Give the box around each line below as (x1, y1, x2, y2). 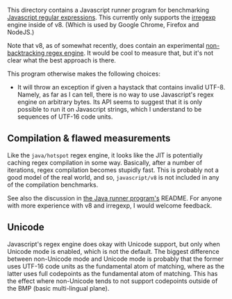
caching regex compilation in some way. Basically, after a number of (7, 158, 203, 166)
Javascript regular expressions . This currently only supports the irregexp (7, 13, 216, 22)
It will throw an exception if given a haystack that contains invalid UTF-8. (17, 83, 226, 91)
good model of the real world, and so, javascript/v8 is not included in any (7, 173, 219, 181)
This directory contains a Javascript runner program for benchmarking (7, 6, 210, 14)
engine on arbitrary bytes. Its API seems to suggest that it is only (17, 98, 203, 106)
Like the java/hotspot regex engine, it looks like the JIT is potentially (7, 151, 203, 159)
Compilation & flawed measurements (7, 133, 171, 144)
